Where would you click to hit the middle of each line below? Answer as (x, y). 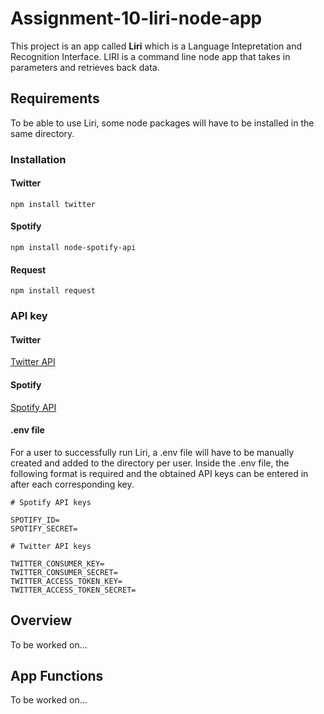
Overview (41, 620)
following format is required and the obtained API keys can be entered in (159, 473)
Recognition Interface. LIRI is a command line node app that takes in (150, 56)
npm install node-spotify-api (73, 248)
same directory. (42, 133)
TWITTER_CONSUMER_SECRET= (64, 572)
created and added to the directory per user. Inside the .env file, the (150, 463)
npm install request (53, 291)
